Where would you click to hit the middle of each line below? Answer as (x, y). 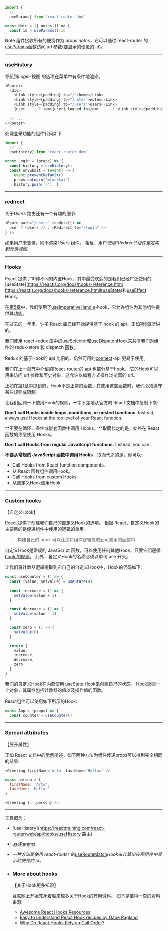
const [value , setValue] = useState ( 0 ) (51, 581)
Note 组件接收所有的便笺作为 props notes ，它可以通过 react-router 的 (77, 41)
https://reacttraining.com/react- (72, 828)
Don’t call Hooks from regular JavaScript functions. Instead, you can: (78, 444)
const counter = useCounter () (41, 715)
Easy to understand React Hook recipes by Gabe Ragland (79, 918)
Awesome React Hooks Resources (55, 912)
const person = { (23, 780)
